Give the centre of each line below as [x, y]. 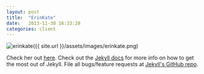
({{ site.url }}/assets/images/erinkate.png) [86, 46]
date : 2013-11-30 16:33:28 [43, 23]
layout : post [23, 12]
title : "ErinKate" [31, 18]
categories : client [31, 29]
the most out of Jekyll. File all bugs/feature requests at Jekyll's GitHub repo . [102, 64]
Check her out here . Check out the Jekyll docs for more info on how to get [100, 58]
